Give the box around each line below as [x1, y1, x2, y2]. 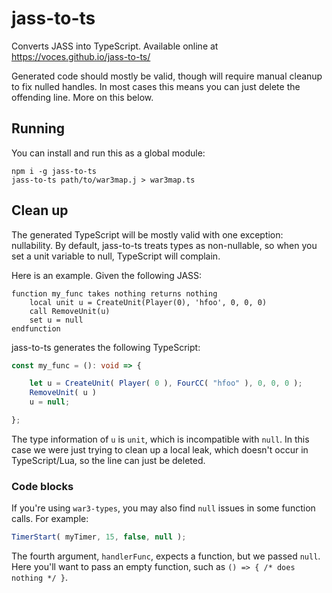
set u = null [29, 315, 84, 325]
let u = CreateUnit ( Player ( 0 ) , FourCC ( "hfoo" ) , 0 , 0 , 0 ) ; [29, 378, 303, 389]
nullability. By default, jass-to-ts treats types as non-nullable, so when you [11, 239, 318, 251]
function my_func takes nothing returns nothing [11, 288, 218, 299]
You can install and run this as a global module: [11, 147, 206, 159]
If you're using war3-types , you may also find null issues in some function [11, 502, 316, 514]
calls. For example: [11, 513, 89, 525]
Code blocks [11, 479, 74, 493]
